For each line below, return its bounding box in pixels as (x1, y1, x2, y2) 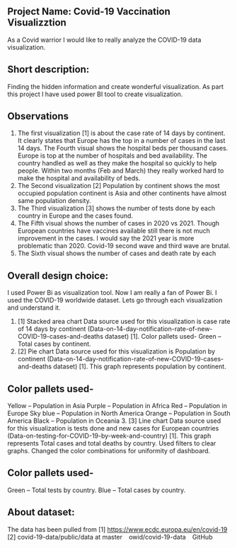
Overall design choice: (7, 269, 109, 281)
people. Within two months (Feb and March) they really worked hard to (17, 166, 224, 175)
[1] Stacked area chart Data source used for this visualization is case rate (17, 317, 231, 326)
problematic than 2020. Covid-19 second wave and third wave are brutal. (17, 242, 231, 250)
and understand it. (7, 303, 61, 312)
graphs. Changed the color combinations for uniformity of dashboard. (7, 447, 211, 455)
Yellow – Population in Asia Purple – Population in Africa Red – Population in (7, 402, 228, 410)
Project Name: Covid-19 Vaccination (7, 6, 171, 18)
